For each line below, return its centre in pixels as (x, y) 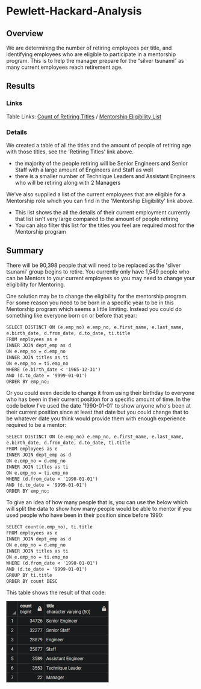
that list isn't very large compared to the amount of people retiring (97, 219)
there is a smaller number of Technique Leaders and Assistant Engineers (105, 176)
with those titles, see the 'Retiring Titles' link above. (70, 152)
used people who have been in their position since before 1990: (85, 515)
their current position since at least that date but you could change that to (97, 412)
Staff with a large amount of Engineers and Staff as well (84, 170)
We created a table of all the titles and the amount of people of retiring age (99, 145)
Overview (25, 34)
